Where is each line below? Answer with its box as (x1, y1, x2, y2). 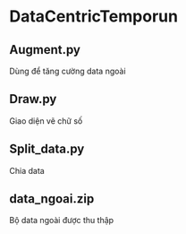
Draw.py (9, 91, 57, 107)
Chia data (9, 165, 45, 176)
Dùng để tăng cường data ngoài (9, 65, 127, 76)
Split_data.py (9, 142, 85, 157)
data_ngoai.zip (9, 191, 95, 207)
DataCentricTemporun (9, 6, 179, 27)
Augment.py (9, 42, 80, 57)
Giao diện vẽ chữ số (9, 115, 83, 126)
